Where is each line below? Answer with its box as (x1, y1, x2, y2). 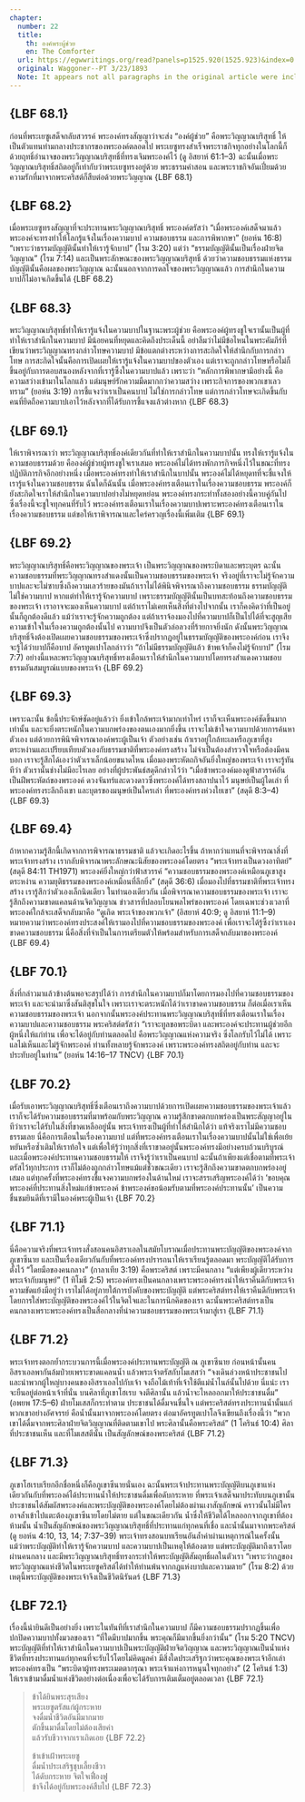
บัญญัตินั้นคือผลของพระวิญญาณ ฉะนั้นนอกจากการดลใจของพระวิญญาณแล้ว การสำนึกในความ (9, 263, 285, 274)
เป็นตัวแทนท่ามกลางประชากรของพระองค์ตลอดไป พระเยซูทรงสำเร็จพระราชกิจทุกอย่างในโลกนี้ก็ (9, 140, 288, 151)
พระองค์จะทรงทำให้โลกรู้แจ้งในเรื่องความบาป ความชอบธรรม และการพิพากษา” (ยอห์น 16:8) (9, 233, 283, 244)
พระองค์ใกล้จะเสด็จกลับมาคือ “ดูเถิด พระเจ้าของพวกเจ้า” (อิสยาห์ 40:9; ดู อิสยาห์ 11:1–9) (9, 907, 277, 918)
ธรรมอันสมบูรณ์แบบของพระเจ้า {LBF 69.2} (9, 661, 143, 673)
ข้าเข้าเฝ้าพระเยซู (31, 1750, 80, 1761)
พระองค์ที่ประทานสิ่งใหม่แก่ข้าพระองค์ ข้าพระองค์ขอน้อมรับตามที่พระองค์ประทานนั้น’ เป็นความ (9, 1183, 283, 1193)
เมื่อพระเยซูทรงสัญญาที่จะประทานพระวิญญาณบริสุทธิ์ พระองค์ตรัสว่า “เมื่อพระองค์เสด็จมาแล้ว (9, 222, 281, 233)
